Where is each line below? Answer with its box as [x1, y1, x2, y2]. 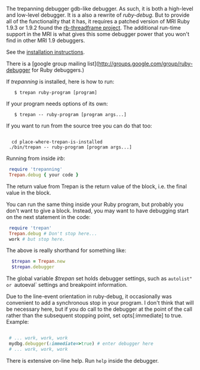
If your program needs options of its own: [6, 100, 109, 107]
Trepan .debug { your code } [8, 172, 79, 178]
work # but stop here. [8, 236, 66, 242]
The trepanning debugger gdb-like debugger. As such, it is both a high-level [6, 5, 193, 12]
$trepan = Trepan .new [11, 259, 66, 265]
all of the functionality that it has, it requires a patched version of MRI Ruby [6, 18, 190, 25]
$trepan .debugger [11, 264, 55, 270]
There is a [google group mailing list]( [6, 60, 99, 67]
